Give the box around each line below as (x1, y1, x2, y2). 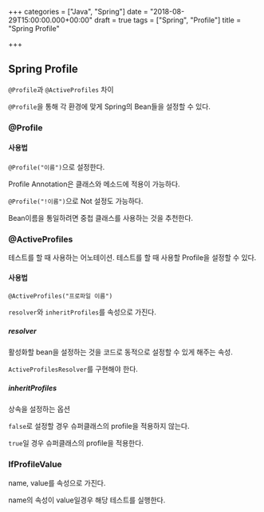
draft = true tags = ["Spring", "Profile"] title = (94, 15, 242, 25)
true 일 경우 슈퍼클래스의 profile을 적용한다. (8, 438, 144, 448)
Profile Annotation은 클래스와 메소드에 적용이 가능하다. (8, 179, 181, 189)
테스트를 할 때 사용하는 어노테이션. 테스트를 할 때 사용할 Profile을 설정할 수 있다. (8, 253, 257, 262)
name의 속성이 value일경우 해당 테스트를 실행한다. (8, 495, 166, 505)
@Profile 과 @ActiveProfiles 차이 (8, 84, 114, 94)
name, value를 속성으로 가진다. (8, 478, 106, 487)
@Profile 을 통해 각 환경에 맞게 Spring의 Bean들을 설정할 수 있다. (8, 102, 211, 111)
